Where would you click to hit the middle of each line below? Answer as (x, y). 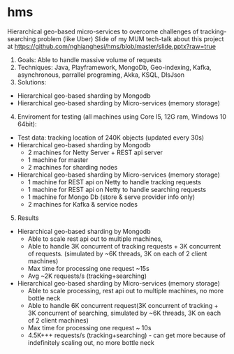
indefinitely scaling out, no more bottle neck (91, 342)
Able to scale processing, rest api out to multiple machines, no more (126, 290)
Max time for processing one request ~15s (89, 268)
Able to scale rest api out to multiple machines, (95, 239)
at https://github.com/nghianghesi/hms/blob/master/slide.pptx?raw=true (112, 46)
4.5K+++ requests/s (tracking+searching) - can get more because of (126, 335)
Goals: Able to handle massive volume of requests (89, 59)
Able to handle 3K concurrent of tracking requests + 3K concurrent (124, 246)
